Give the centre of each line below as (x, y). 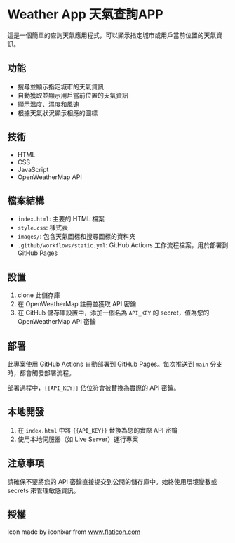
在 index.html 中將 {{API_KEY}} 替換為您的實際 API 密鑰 (98, 430)
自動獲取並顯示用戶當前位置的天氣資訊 (73, 95)
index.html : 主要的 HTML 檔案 (61, 219)
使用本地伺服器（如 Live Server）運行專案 (78, 439)
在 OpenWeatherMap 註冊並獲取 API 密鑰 (77, 304)
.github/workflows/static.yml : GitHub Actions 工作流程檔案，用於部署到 (123, 245)
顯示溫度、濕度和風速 (48, 104)
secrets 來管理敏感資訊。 (43, 490)
